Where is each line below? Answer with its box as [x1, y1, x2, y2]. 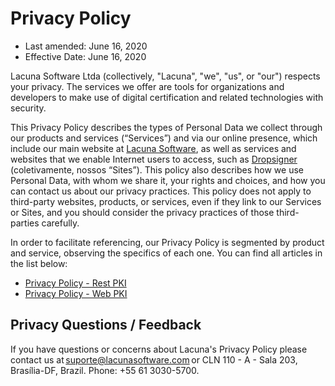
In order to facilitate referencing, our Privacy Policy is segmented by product [10, 236, 325, 248]
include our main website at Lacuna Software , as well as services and [10, 142, 297, 154]
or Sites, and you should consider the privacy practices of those [10, 206, 275, 218]
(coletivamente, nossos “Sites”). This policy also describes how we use [10, 163, 304, 176]
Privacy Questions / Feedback [10, 317, 202, 334]
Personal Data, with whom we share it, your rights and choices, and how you [10, 174, 326, 186]
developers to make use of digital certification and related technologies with [10, 91, 324, 103]
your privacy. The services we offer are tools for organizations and [10, 80, 285, 92]
